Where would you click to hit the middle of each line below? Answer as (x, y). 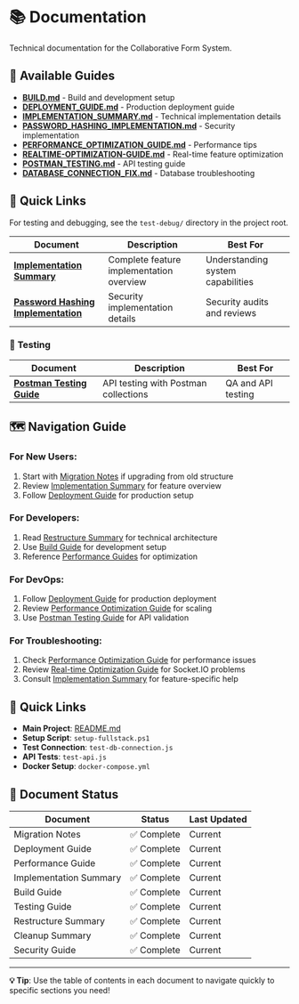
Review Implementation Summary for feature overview (122, 485)
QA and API (249, 383)
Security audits (238, 302)
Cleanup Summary (53, 935)
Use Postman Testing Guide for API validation (105, 618)
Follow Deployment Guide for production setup (108, 495)
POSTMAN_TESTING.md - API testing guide (104, 163)
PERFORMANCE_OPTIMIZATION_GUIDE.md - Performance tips (140, 144)
